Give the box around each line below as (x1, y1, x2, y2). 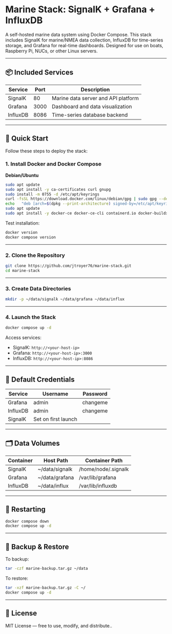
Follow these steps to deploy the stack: (5, 148, 88, 154)
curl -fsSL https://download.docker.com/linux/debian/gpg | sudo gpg (5, 196, 157, 202)
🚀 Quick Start (5, 134, 49, 143)
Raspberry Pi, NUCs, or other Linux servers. (5, 48, 98, 54)
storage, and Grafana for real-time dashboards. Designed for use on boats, (5, 42, 164, 48)
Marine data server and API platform (52, 94, 139, 102)
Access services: (5, 334, 42, 341)
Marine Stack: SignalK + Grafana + (5, 4, 155, 15)
